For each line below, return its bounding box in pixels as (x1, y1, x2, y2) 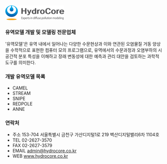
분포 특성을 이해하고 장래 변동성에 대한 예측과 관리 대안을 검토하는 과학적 (18, 53, 160, 60)
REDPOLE (12, 100, 33, 107)
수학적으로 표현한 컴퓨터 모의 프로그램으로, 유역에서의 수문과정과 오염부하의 (10, 47, 157, 53)
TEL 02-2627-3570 (12, 137, 52, 143)
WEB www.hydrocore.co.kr (12, 153, 68, 159)
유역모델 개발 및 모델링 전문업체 (5, 28, 76, 35)
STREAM (12, 90, 31, 96)
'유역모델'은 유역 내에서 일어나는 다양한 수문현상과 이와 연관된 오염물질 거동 (5, 41, 152, 47)
